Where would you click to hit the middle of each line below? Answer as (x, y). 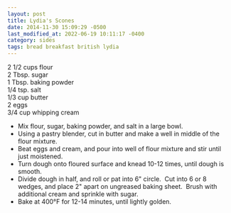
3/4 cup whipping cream (43, 112)
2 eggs (18, 105)
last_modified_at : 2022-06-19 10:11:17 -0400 (76, 34)
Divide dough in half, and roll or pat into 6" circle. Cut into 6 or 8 (112, 179)
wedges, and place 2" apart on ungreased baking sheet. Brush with (117, 186)
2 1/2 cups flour (30, 67)
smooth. (30, 171)
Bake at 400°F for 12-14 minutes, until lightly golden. (95, 202)
